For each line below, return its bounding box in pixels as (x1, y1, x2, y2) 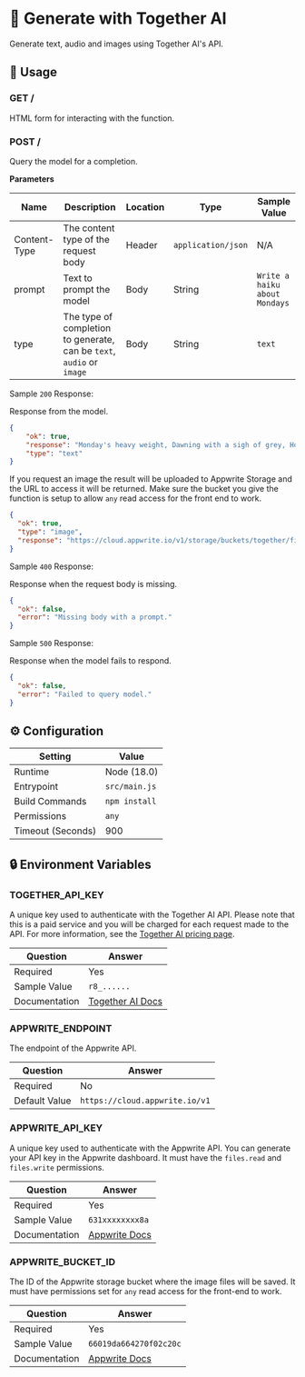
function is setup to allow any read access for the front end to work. (9, 493, 262, 504)
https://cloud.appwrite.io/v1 (80, 1095, 211, 1106)
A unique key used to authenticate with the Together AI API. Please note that (9, 909, 295, 921)
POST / (9, 135, 41, 148)
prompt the (63, 283, 111, 295)
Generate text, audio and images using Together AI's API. (9, 38, 224, 49)
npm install (104, 796, 157, 807)
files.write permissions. (9, 1162, 104, 1172)
